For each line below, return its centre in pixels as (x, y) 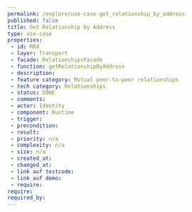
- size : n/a (28, 152)
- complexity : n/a (38, 146)
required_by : (27, 198)
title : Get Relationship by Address (61, 27)
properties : (25, 40)
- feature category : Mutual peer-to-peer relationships (95, 79)
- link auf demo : (36, 178)
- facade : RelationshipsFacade (56, 60)
